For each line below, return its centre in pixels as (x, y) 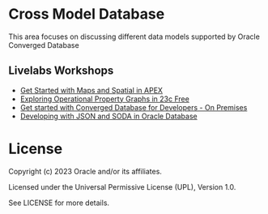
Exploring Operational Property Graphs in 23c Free (105, 99)
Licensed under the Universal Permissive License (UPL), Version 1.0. (122, 186)
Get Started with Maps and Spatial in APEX (91, 90)
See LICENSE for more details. (59, 203)
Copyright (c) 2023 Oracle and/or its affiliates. (85, 171)
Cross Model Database (87, 14)
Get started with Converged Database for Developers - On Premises (134, 107)
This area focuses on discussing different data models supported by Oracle (134, 36)
